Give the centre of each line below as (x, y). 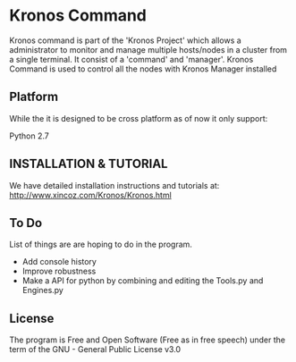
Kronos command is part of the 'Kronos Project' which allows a (125, 40)
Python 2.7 (29, 136)
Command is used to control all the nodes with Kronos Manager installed (143, 69)
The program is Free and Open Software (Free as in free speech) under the (148, 340)
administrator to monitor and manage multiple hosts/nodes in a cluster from (148, 49)
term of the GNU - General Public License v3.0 (95, 349)
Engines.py (43, 290)
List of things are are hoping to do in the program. (101, 244)
